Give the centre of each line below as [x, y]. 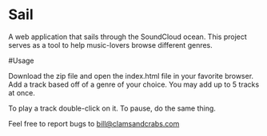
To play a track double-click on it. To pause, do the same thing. [112, 108]
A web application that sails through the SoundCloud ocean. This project [128, 37]
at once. [22, 92]
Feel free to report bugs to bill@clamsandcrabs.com [94, 123]
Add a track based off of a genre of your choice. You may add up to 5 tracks [134, 84]
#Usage [21, 60]
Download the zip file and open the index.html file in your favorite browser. [131, 76]
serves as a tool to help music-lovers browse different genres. [111, 45]
